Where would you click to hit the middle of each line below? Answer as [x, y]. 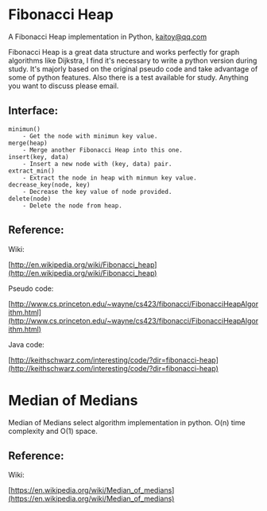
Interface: [33, 111]
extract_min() [32, 171]
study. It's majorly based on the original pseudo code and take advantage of [133, 68]
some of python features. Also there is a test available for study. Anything [128, 77]
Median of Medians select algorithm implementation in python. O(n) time [127, 422]
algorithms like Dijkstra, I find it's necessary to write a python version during [133, 60]
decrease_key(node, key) [49, 184]
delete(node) [30, 199]
